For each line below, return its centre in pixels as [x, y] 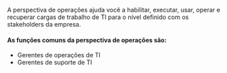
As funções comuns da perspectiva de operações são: [87, 40]
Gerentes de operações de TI [59, 55]
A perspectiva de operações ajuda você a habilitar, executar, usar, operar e [114, 10]
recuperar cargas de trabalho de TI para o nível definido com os [98, 17]
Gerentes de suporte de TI [55, 62]
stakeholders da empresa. [44, 24]
